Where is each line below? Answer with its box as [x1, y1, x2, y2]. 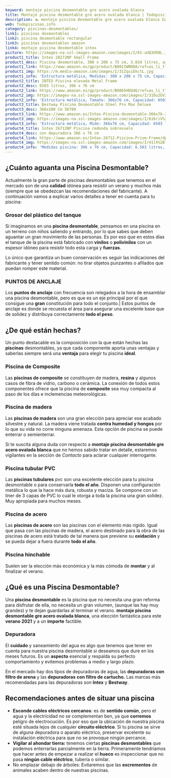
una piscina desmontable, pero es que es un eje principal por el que [5, 295, 148, 301]
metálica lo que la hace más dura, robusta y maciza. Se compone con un [5, 487, 158, 493]
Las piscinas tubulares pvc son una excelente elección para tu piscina [5, 477, 154, 483]
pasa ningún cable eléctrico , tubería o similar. [12, 756, 110, 762]
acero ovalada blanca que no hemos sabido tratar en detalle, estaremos [5, 447, 157, 453]
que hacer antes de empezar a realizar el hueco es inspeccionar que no [12, 751, 164, 757]
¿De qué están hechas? [5, 326, 81, 335]
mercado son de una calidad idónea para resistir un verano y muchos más [5, 182, 161, 188]
